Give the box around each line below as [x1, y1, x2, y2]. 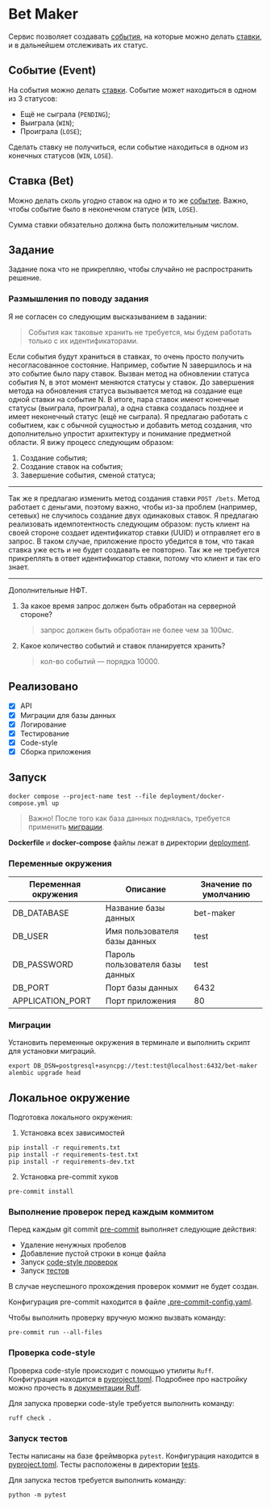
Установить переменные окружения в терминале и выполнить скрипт [8, 1038, 251, 1047]
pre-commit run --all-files [8, 1329, 103, 1337]
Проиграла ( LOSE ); [19, 126, 82, 136]
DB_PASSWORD [12, 959, 74, 970]
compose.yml [8, 799, 48, 808]
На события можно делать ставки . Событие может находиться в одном [8, 85, 256, 94]
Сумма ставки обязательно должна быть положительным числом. [8, 220, 240, 229]
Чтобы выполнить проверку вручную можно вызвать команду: [8, 1313, 227, 1323]
